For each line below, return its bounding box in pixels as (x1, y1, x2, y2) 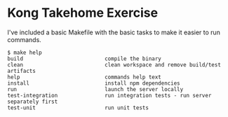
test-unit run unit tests (7, 104, 149, 111)
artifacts (7, 67, 36, 74)
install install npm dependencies (7, 79, 180, 87)
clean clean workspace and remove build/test (7, 61, 221, 68)
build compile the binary (7, 55, 161, 62)
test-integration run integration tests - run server (7, 92, 212, 99)
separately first (7, 98, 58, 105)
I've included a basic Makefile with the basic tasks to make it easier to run (7, 28, 221, 36)
